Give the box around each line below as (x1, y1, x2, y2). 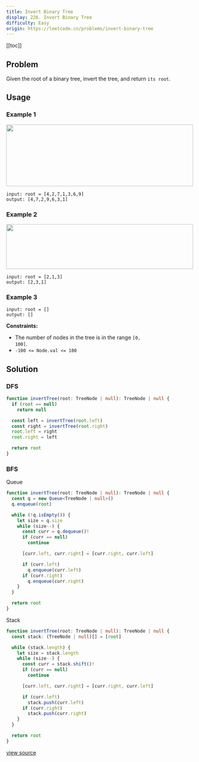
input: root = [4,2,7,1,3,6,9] (6, 191, 84, 197)
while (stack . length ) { (11, 645, 71, 651)
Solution (6, 364, 38, 374)
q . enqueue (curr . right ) (27, 578, 84, 584)
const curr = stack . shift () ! (22, 661, 95, 667)
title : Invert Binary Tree (6, 8, 74, 15)
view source (6, 749, 36, 756)
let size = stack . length (17, 650, 79, 656)
